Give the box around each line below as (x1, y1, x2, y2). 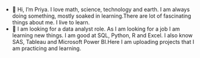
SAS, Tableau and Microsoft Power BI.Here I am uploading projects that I (12, 38, 195, 45)
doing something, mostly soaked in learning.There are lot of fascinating (12, 12, 191, 20)
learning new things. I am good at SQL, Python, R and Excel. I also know (12, 32, 193, 39)
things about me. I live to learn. (12, 19, 90, 26)
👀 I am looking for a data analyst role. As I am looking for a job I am (12, 25, 180, 32)
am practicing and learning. (12, 45, 81, 52)
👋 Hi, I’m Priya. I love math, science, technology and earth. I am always (12, 6, 190, 13)
